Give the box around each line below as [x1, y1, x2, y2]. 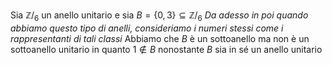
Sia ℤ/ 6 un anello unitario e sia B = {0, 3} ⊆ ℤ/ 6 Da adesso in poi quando [10, 9, 309, 23]
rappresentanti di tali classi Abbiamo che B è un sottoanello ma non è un [10, 32, 310, 44]
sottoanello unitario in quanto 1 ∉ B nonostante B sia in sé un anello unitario [10, 43, 323, 55]
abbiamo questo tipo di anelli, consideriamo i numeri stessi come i [10, 22, 284, 34]
